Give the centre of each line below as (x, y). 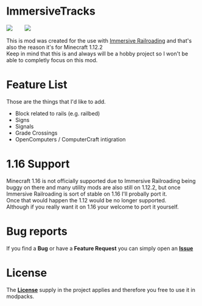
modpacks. (20, 296)
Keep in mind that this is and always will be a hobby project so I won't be (97, 54)
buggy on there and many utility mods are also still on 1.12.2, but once (93, 187)
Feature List (37, 85)
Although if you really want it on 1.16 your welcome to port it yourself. (93, 207)
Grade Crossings (36, 133)
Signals (24, 126)
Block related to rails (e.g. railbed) (57, 113)
